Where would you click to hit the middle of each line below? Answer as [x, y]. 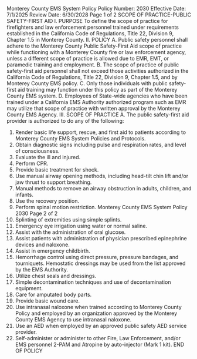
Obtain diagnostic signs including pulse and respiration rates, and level [101, 145]
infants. [24, 194]
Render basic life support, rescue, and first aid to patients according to [101, 132]
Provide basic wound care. [47, 301]
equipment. [29, 288]
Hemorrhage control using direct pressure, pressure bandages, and [97, 257]
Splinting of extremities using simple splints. [68, 219]
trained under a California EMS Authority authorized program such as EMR [96, 102]
